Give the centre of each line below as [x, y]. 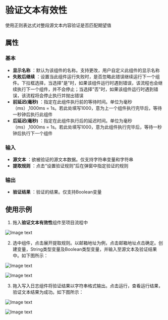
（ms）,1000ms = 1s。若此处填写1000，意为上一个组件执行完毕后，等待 [87, 108]
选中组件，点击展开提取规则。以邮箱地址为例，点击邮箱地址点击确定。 [86, 243]
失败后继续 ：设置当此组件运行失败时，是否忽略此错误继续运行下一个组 [86, 77]
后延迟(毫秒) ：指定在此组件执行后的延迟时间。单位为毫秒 [72, 120]
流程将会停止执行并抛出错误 [55, 95]
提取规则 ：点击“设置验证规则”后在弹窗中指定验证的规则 [70, 166]
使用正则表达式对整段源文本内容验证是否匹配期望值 [58, 25]
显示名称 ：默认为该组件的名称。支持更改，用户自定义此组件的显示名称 [86, 70]
